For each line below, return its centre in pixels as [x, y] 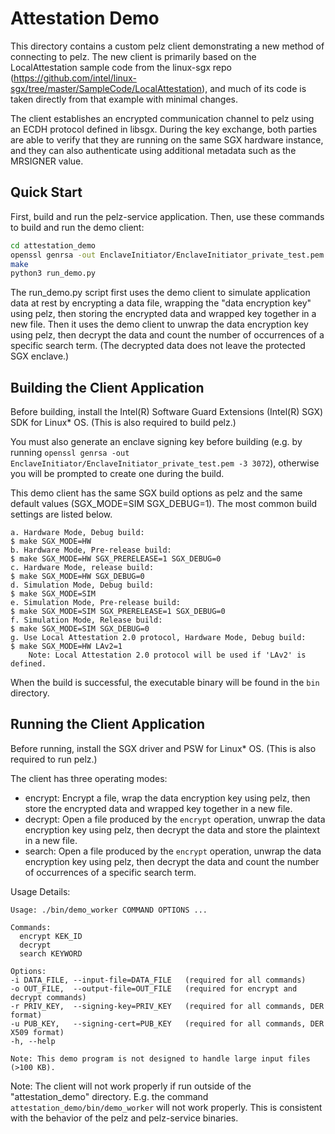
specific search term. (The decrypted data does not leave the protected [158, 346]
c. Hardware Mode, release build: [82, 568]
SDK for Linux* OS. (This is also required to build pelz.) [123, 423]
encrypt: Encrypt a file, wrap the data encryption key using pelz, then [167, 798]
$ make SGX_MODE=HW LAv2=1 [66, 647]
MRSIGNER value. [47, 161]
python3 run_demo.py [53, 273]
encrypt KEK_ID [51, 936]
